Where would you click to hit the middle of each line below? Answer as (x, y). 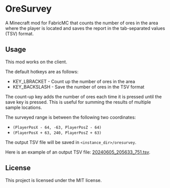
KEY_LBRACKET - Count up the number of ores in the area (74, 81)
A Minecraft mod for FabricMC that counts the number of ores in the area (82, 23)
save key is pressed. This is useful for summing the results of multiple (78, 102)
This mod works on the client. (36, 62)
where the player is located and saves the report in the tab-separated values (85, 28)
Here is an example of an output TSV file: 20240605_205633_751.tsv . (78, 152)
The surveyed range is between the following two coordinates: (71, 117)
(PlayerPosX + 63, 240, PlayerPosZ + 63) (57, 133)
